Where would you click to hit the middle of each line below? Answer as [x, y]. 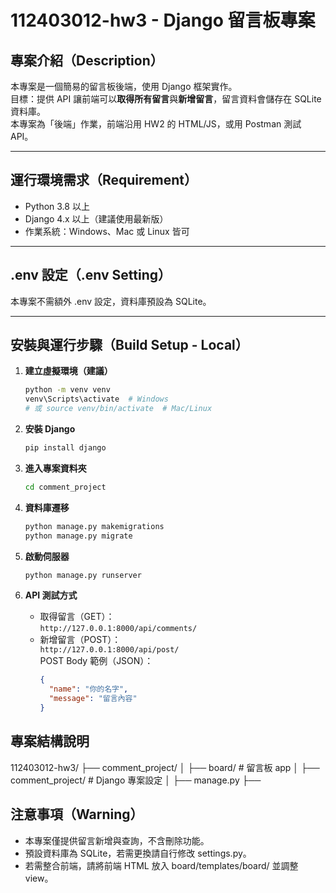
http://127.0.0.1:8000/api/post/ [109, 650]
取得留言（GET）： [77, 617]
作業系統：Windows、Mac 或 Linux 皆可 [107, 231]
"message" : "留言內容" [93, 699]
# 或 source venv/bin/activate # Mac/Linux [118, 409]
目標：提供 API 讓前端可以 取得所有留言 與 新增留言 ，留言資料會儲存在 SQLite [166, 99]
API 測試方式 [51, 595]
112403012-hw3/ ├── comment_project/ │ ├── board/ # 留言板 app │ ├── [165, 767]
